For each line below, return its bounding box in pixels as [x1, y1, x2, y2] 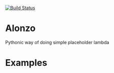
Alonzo [5, 23, 36, 34]
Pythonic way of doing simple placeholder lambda [5, 39, 109, 45]
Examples [5, 57, 47, 68]
